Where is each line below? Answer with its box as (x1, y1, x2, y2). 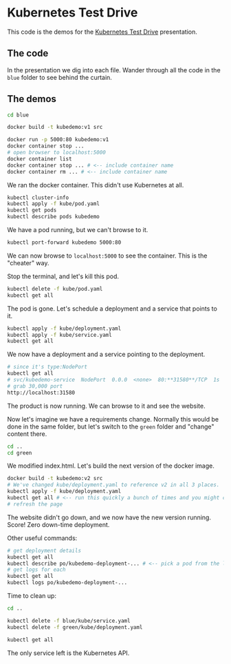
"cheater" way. (7, 258, 49, 267)
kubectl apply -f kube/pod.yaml (7, 200, 100, 207)
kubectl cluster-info (7, 194, 69, 201)
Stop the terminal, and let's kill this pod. (7, 272, 119, 280)
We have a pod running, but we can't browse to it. (7, 226, 148, 234)
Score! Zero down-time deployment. (7, 520, 110, 528)
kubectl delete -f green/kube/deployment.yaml (7, 623, 143, 631)
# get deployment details (7, 547, 81, 554)
